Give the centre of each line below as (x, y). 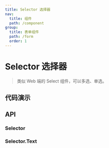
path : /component (27, 23)
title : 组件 (21, 18)
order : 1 (18, 41)
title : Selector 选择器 (28, 9)
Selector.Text (21, 141)
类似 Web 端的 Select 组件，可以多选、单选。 (62, 81)
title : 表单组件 (24, 32)
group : (12, 28)
